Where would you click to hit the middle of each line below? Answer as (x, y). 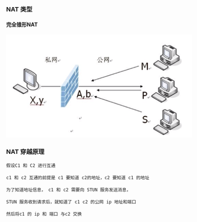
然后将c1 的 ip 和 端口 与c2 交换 (44, 214)
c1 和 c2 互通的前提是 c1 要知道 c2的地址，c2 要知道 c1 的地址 (78, 177)
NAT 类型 (19, 9)
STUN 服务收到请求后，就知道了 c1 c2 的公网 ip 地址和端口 (71, 202)
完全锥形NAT (22, 24)
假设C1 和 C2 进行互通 (31, 166)
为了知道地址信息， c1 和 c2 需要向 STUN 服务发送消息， (69, 190)
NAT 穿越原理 (25, 152)
